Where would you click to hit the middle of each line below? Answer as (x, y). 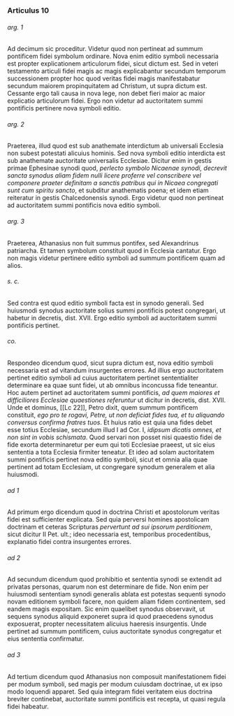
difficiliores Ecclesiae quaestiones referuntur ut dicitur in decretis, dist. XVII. (117, 400)
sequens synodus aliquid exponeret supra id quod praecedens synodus (110, 617)
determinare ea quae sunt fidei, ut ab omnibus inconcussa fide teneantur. (113, 385)
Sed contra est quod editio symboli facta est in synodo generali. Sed (105, 303)
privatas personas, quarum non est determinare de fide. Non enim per (108, 587)
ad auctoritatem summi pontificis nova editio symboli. (84, 206)
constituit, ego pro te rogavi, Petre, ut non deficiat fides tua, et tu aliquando (116, 415)
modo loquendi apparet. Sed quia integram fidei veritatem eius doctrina (110, 692)
